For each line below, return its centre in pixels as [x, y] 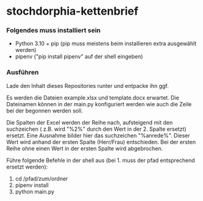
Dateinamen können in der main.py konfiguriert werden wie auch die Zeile [99, 104]
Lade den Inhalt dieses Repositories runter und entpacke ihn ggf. [87, 86]
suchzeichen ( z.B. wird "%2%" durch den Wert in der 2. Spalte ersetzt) [97, 129]
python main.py [35, 191]
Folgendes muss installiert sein [54, 31]
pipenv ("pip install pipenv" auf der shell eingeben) [79, 57]
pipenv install [32, 185]
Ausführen [23, 73]
